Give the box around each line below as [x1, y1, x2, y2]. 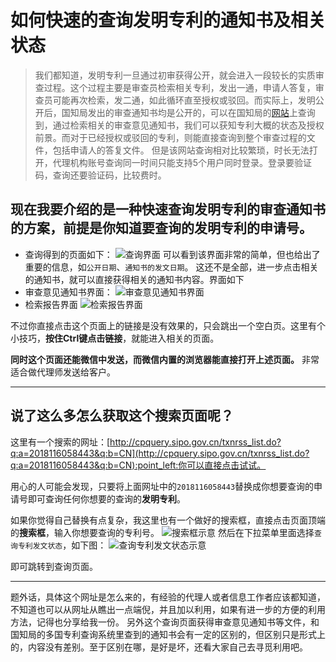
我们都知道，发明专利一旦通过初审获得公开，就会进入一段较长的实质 [34, 69, 316, 81]
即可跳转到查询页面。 [10, 560, 98, 572]
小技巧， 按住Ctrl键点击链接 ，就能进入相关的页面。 [10, 332, 220, 344]
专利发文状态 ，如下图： [17, 539, 107, 551]
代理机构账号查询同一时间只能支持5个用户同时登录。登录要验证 [52, 156, 313, 168]
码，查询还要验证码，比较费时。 [34, 169, 167, 181]
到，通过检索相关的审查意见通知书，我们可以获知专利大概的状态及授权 [34, 119, 325, 131]
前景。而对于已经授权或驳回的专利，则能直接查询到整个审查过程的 [34, 131, 307, 143]
